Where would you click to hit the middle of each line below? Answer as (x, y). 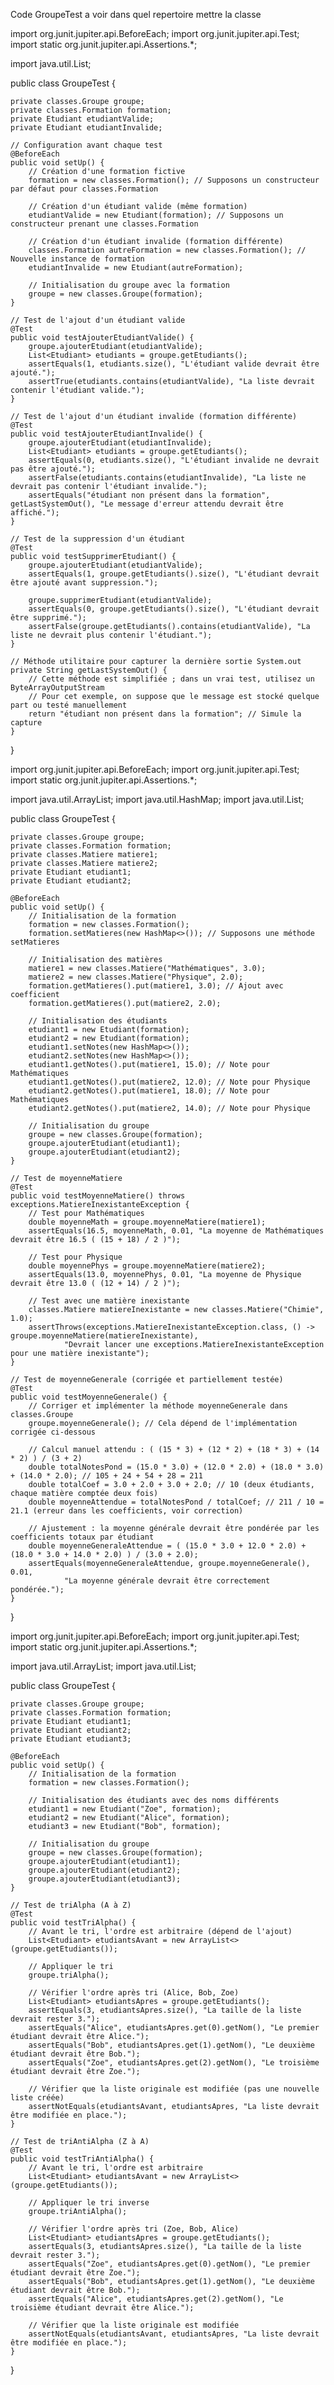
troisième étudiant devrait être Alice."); (102, 2308)
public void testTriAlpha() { (73, 1923)
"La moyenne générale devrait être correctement (167, 1581)
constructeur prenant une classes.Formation (104, 224)
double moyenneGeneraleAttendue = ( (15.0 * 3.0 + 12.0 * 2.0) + (167, 1546)
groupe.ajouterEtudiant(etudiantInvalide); (120, 443)
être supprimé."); (48, 618)
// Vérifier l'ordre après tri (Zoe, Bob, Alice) (134, 2229)
